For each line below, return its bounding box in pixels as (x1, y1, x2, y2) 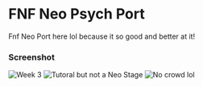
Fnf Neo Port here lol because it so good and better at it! (8, 31, 196, 41)
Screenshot (8, 52, 55, 63)
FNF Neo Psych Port (8, 5, 145, 23)
